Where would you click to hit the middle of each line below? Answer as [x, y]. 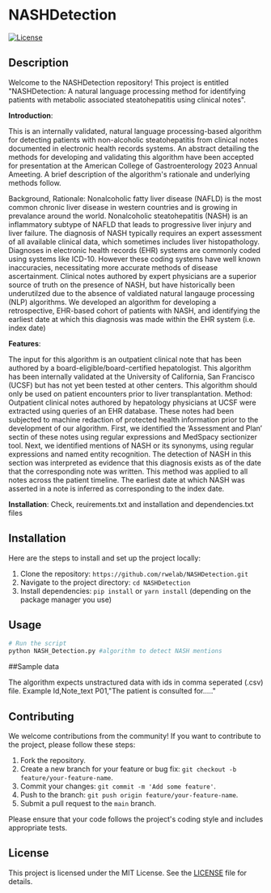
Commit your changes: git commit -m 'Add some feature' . [118, 786]
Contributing [41, 717]
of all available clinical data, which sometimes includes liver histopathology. [134, 242]
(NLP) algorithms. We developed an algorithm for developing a [112, 302]
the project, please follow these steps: [72, 745]
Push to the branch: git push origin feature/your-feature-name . [129, 794]
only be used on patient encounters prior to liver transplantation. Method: [131, 393]
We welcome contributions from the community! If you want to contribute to [135, 736]
